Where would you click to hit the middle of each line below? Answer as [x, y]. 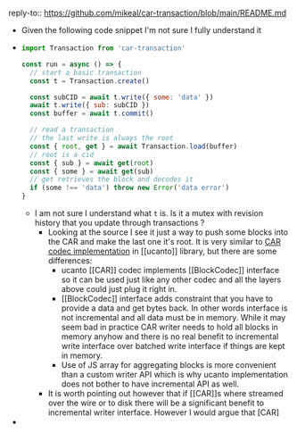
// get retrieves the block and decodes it [111, 179]
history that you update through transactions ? [120, 223]
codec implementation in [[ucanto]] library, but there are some [162, 251]
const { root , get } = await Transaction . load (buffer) [134, 146]
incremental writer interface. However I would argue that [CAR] [164, 412]
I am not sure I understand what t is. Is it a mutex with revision [149, 213]
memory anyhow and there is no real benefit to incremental [170, 337]
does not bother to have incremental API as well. [150, 384]
